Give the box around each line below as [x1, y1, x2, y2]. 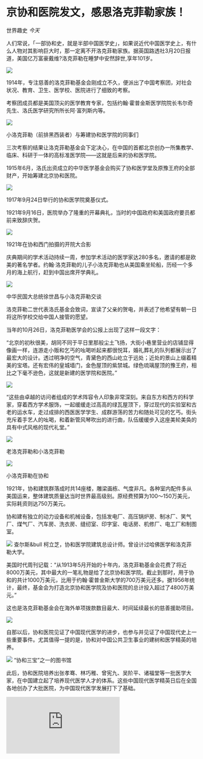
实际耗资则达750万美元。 [6, 500, 69, 507]
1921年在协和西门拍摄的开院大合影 [6, 240, 92, 248]
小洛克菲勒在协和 [6, 472, 49, 479]
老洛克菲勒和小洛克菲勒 [6, 448, 65, 455]
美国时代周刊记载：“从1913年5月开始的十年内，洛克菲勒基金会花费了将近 [6, 561, 187, 568]
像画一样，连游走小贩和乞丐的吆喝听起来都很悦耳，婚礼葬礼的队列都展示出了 [6, 346, 197, 354]
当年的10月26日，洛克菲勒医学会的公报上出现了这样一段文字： [6, 326, 161, 333]
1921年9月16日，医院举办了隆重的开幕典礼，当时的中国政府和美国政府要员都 [6, 209, 195, 216]
